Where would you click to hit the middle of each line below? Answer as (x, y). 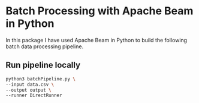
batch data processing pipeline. (45, 46)
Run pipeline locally (43, 65)
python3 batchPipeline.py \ (41, 79)
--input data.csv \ (30, 85)
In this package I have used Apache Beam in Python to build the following (96, 40)
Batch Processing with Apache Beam (99, 11)
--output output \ (28, 90)
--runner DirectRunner (34, 96)
